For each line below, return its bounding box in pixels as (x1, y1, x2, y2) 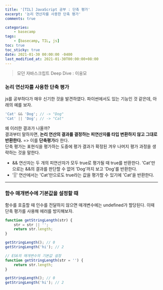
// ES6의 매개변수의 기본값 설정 (5, 253, 62, 258)
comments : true (5, 16, 36, 21)
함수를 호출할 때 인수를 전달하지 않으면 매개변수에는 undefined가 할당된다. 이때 (5, 202, 155, 208)
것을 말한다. (17, 150, 40, 155)
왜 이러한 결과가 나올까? (5, 125, 50, 131)
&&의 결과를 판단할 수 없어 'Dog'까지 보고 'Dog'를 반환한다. (25, 166, 137, 172)
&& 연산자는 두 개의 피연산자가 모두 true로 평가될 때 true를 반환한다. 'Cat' (12, 160, 151, 166)
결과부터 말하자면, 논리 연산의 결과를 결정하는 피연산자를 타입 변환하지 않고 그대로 (5, 132, 158, 137)
